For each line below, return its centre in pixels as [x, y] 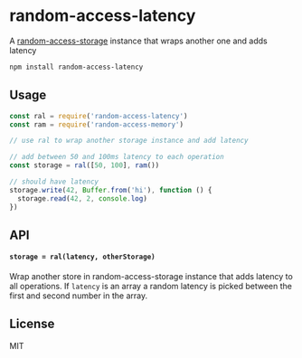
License [32, 324]
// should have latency [54, 182]
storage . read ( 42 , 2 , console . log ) [82, 198]
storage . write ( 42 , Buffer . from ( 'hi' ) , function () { [111, 190]
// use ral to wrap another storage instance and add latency [129, 141]
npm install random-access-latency [76, 67]
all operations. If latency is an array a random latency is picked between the [151, 287]
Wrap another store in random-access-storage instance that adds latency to [151, 277]
